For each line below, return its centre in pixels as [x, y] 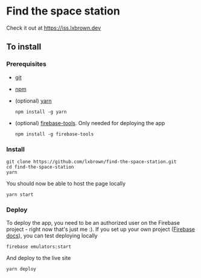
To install [24, 47]
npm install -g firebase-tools [54, 134]
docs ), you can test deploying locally [52, 236]
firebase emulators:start [39, 247]
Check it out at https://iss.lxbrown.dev [54, 28]
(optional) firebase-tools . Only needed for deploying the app [90, 123]
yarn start [20, 195]
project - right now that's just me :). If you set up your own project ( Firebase [101, 229]
